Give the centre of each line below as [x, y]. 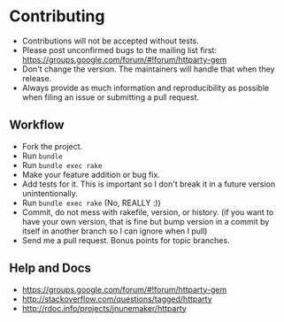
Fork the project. [52, 146]
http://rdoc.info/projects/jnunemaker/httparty [104, 308]
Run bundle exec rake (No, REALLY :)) [91, 203]
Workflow [37, 125]
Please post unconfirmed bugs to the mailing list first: [119, 50]
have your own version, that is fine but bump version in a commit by [146, 221]
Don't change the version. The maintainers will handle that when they [148, 69]
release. [37, 78]
